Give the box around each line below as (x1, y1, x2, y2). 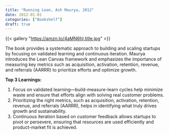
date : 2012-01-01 (5, 12, 42, 17)
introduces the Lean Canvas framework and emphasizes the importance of (5, 56, 162, 62)
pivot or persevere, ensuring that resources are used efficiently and (12, 119, 154, 125)
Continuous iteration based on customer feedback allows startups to (12, 114, 156, 120)
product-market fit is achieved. (12, 124, 78, 130)
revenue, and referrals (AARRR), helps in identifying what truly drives (12, 103, 157, 109)
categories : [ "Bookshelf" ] (5, 17, 62, 22)
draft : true (5, 21, 30, 27)
